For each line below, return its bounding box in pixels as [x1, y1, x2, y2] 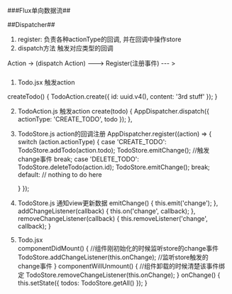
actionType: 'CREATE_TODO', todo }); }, [17, 115, 133, 124]
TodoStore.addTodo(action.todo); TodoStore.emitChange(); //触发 [17, 146, 210, 155]
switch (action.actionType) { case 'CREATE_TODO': [17, 138, 167, 146]
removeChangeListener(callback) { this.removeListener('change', [17, 214, 208, 223]
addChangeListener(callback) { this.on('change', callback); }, [17, 207, 196, 215]
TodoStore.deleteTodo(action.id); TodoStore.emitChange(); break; [17, 163, 211, 172]
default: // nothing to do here [17, 170, 102, 179]
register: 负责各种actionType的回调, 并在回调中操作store [17, 35, 182, 43]
